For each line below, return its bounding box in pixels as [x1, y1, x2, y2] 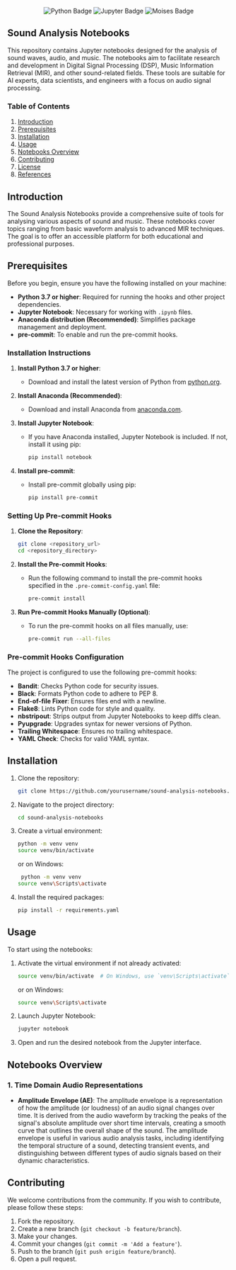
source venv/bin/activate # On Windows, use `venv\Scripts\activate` [17, 973, 230, 980]
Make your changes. [17, 1232, 78, 1240]
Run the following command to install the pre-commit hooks [28, 574, 203, 582]
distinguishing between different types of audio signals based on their [17, 1148, 222, 1157]
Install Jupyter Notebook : [17, 419, 94, 428]
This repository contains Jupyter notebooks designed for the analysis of [7, 46, 218, 55]
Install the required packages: [17, 892, 105, 901]
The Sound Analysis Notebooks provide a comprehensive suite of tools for [7, 209, 224, 217]
